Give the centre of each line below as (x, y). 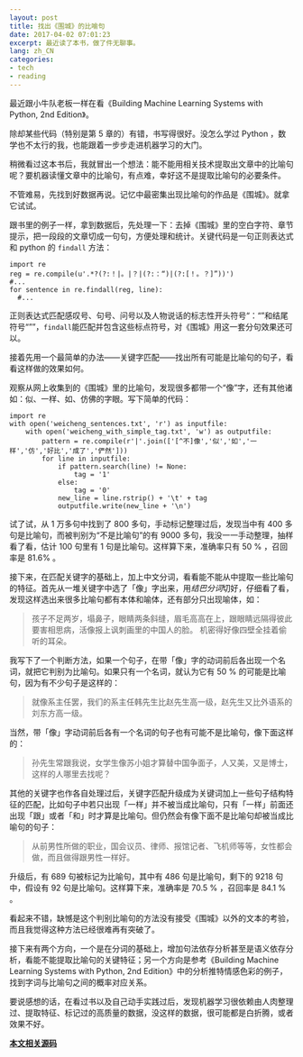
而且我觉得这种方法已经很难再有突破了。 (84, 929)
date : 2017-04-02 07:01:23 (60, 34)
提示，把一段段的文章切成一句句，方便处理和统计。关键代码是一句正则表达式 (151, 236)
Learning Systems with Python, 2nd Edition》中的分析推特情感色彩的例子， (148, 970)
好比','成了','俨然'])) (87, 451)
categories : (32, 59)
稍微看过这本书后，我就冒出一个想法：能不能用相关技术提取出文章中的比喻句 (151, 164)
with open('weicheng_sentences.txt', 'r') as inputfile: (119, 424)
